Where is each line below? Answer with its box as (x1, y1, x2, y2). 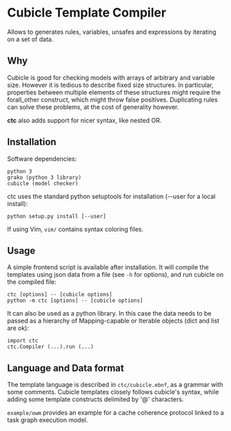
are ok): (7, 324, 30, 332)
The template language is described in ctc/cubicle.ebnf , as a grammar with (7, 381, 223, 389)
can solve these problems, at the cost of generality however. (7, 102, 179, 111)
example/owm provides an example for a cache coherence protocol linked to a (7, 409, 224, 417)
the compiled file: (7, 278, 57, 286)
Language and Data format (7, 362, 124, 374)
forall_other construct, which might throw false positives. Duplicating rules (7, 95, 219, 104)
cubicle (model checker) (7, 180, 79, 187)
